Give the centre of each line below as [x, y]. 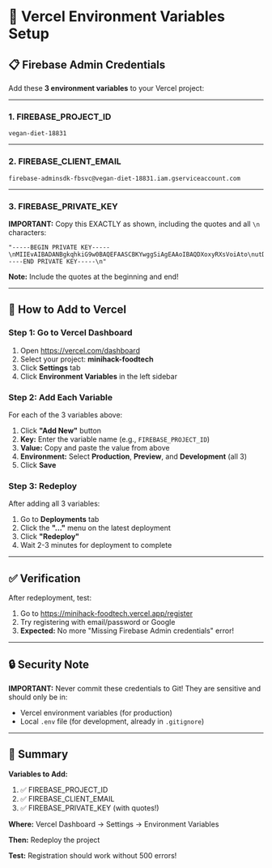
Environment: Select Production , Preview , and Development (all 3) [134, 456]
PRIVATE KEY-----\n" [72, 261]
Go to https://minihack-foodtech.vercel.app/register [106, 613]
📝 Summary [38, 754]
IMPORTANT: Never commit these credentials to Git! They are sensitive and [135, 688]
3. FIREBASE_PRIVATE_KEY [64, 206]
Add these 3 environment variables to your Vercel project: [106, 88]
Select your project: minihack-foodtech [87, 359]
